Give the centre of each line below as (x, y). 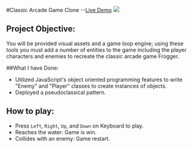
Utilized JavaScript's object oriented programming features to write (99, 79)
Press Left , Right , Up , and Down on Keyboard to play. (79, 126)
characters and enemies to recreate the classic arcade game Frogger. (93, 56)
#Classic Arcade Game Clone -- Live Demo (59, 10)
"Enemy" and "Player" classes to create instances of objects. (91, 86)
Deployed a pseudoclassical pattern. (60, 92)
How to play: (30, 111)
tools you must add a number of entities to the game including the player (96, 50)
